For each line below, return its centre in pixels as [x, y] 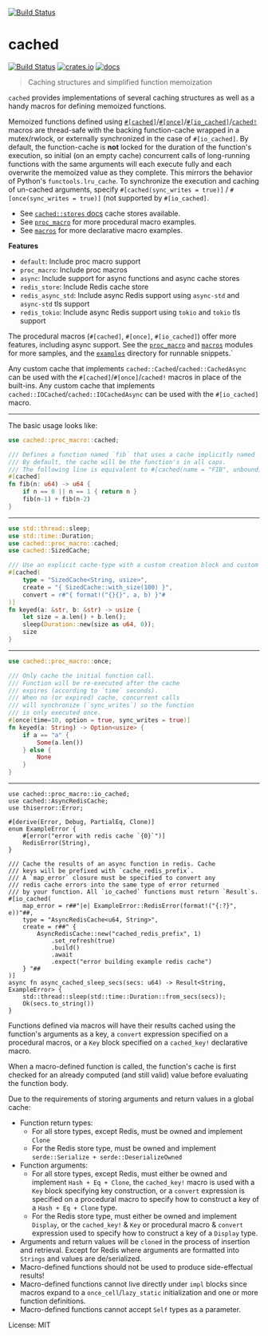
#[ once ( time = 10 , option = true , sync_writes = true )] [100, 720]
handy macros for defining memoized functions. [87, 106]
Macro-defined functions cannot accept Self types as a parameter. [130, 1310]
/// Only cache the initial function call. [82, 676]
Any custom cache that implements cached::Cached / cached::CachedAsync [128, 368]
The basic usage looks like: [53, 425]
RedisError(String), [57, 843]
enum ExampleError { [43, 829]
